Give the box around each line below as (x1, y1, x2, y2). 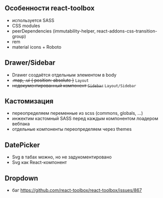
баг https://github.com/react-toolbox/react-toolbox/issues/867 (12, 187, 142, 193)
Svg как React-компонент (12, 159, 67, 165)
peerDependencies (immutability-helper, (12, 28, 96, 34)
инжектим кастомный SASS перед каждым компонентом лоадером (12, 115, 158, 122)
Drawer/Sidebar (5, 59, 56, 67)
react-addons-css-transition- (96, 28, 157, 34)
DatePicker (5, 140, 40, 149)
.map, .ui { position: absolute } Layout (12, 77, 89, 83)
